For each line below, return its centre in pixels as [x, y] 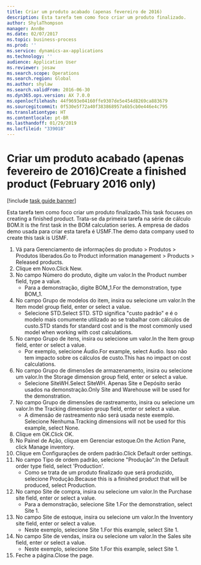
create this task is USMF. [37, 238]
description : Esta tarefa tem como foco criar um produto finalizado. [97, 17]
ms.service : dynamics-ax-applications [55, 51]
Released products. [39, 262]
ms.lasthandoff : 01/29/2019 [42, 124]
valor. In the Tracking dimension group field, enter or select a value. [98, 408]
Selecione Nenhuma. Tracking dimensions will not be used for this [105, 421]
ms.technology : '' [30, 56]
